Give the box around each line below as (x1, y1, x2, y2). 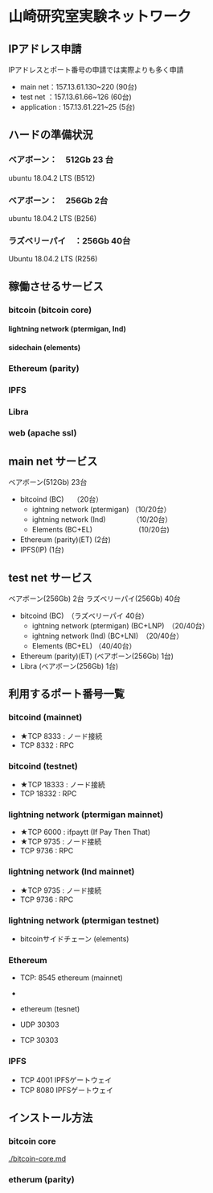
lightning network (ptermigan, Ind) (8, 324, 127, 334)
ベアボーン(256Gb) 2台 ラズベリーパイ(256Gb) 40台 (8, 594, 181, 603)
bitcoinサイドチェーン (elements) (19, 933, 129, 944)
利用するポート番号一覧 (8, 687, 125, 701)
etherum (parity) (8, 1174, 75, 1186)
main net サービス (8, 454, 98, 468)
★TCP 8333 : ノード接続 (19, 731, 103, 740)
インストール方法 (8, 1111, 93, 1124)
